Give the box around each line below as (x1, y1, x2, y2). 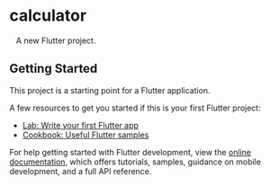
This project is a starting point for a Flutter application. (9, 84, 211, 95)
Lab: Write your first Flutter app (22, 119, 139, 130)
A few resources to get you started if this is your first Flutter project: (9, 102, 261, 113)
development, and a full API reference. (9, 165, 152, 176)
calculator (9, 5, 87, 26)
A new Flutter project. (15, 35, 96, 46)
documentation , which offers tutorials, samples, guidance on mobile (9, 156, 261, 167)
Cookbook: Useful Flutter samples (22, 129, 149, 140)
